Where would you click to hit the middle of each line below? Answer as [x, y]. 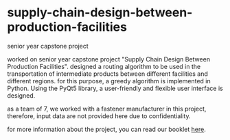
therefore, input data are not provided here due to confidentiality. [99, 116]
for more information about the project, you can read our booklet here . [106, 129]
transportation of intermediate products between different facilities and [107, 74]
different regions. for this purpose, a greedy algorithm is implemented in [109, 81]
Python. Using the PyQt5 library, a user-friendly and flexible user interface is [115, 88]
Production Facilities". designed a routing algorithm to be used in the [104, 66]
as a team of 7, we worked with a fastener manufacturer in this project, [107, 109]
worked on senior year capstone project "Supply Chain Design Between [109, 59]
